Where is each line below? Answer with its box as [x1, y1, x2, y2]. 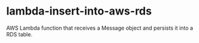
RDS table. [6, 30, 33, 38]
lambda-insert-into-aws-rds [6, 4, 152, 18]
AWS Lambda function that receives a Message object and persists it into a [6, 24, 194, 31]
